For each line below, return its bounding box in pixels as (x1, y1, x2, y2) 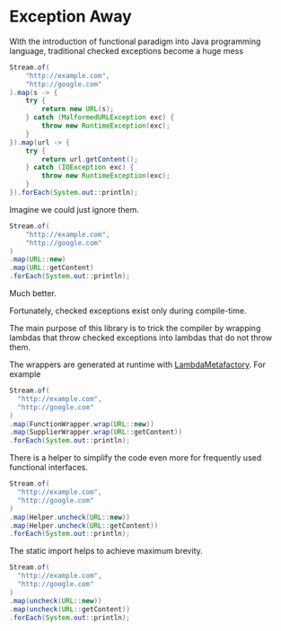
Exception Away (9, 6, 132, 27)
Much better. (9, 288, 57, 299)
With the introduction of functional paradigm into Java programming (9, 36, 261, 47)
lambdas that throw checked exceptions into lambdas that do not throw (9, 332, 272, 343)
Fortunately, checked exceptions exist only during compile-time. (9, 305, 247, 316)
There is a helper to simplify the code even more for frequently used (9, 452, 262, 463)
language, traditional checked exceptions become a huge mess (9, 45, 244, 56)
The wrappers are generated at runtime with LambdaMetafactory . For (9, 359, 267, 370)
